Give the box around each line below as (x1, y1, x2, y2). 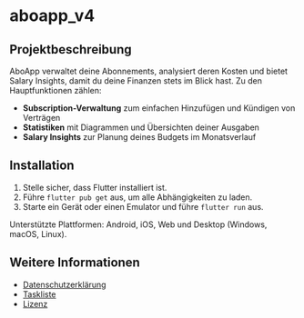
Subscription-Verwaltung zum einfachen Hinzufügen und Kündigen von (22, 103, 296, 114)
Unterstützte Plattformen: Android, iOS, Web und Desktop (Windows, (9, 219, 268, 230)
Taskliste (22, 288, 56, 300)
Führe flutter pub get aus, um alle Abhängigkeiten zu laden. (22, 192, 253, 203)
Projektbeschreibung (9, 42, 132, 57)
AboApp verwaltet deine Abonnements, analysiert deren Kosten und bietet (9, 65, 289, 76)
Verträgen (22, 113, 61, 123)
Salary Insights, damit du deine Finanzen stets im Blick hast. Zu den (9, 75, 262, 86)
